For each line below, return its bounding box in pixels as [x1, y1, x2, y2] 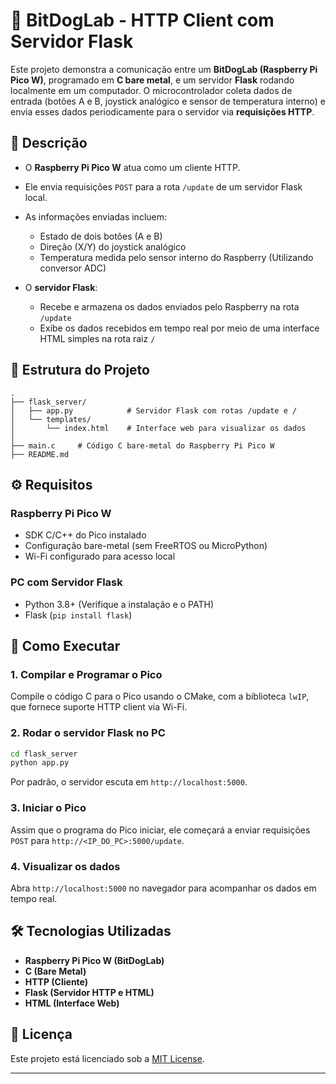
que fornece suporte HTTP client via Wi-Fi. [10, 701, 188, 713]
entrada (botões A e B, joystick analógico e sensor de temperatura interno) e [10, 95, 326, 107]
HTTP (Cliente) [24, 975, 89, 988]
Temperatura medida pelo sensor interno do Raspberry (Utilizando [39, 251, 314, 263]
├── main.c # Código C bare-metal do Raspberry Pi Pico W [10, 440, 275, 451]
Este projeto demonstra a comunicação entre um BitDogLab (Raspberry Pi [10, 63, 318, 75]
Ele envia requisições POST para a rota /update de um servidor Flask [24, 180, 303, 193]
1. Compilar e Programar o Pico [10, 667, 163, 681]
